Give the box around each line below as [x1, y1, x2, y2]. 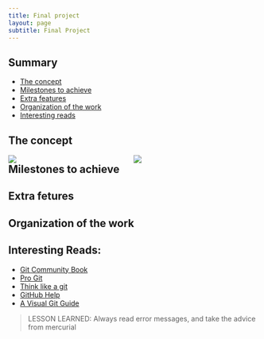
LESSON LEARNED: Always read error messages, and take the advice [27, 314, 256, 323]
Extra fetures [8, 190, 74, 203]
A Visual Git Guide [19, 299, 80, 308]
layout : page [8, 19, 52, 27]
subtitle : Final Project [8, 26, 91, 34]
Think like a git [19, 281, 68, 291]
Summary [8, 56, 58, 69]
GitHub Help [19, 290, 60, 299]
